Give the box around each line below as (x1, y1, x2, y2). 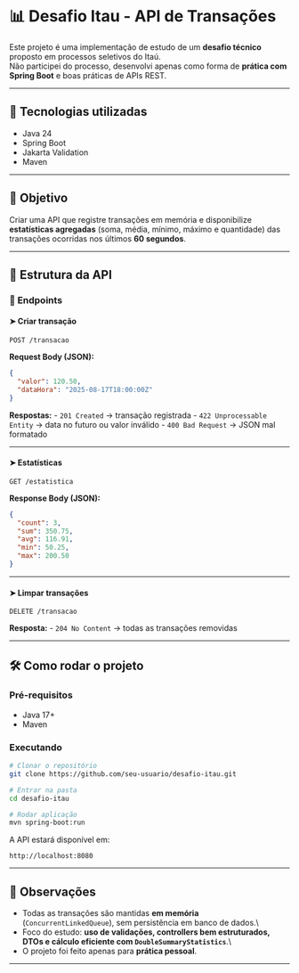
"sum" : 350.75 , (17, 527, 74, 536)
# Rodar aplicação (9, 810, 77, 819)
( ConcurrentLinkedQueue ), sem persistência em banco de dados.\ (21, 918, 260, 928)
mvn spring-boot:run (9, 818, 86, 828)
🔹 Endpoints (9, 294, 63, 307)
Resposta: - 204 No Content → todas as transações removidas (9, 623, 238, 634)
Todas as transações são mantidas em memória (21, 908, 199, 919)
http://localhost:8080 (9, 852, 93, 861)
